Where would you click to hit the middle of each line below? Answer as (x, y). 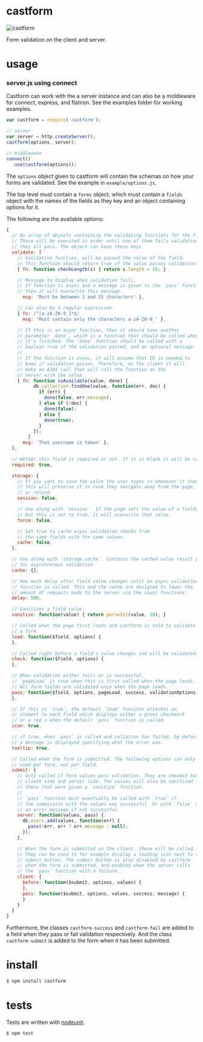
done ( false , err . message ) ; (78, 398)
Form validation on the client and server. (56, 39)
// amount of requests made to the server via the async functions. (100, 592)
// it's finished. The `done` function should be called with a (100, 341)
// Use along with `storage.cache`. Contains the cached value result (102, 559)
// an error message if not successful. (69, 810)
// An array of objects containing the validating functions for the (101, 235)
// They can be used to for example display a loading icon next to (105, 854)
